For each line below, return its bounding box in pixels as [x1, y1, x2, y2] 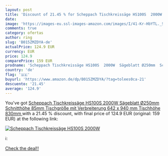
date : [5, 16, 16, 21]
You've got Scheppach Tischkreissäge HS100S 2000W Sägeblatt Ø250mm [5, 100, 159, 106]
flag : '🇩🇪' [5, 72, 30, 77]
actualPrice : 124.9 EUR [5, 44, 55, 49]
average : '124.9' [5, 86, 41, 91]
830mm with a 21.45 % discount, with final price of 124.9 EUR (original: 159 [5, 110, 160, 116]
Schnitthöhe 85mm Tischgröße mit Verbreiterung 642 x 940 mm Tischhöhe [5, 105, 161, 111]
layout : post [5, 7, 32, 12]
